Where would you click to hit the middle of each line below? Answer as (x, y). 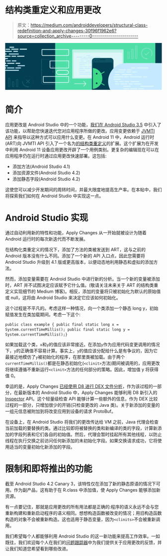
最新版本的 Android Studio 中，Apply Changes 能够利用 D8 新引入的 (88, 392)
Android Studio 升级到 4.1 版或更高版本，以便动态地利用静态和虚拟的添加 (79, 262)
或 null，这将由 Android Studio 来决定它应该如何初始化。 (63, 297)
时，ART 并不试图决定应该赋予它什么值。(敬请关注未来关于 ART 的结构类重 (82, 285)
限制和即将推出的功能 (49, 469)
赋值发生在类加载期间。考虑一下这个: (43, 314)
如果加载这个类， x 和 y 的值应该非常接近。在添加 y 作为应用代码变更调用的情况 (83, 344)
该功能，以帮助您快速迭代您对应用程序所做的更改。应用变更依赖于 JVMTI (80, 131)
